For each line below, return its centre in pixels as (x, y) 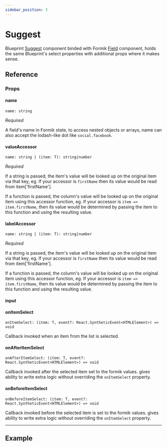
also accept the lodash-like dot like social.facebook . (59, 136)
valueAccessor (21, 147)
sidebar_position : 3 (27, 10)
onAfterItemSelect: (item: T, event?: (45, 358)
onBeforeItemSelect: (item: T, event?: (46, 399)
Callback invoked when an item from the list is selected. (62, 336)
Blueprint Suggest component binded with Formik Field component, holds (81, 48)
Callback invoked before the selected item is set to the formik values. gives (82, 413)
